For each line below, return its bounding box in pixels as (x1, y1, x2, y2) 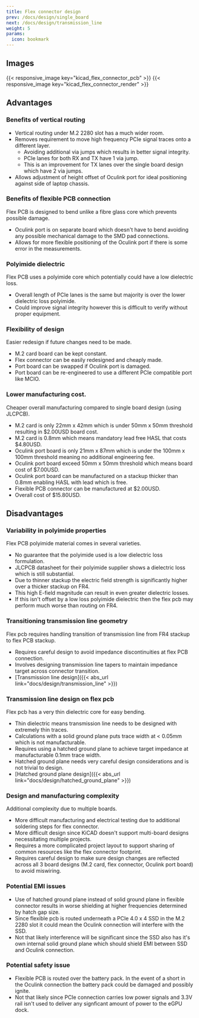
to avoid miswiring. (14, 867, 61, 875)
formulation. (14, 558, 45, 565)
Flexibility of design (6, 325, 64, 333)
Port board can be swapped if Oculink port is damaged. (14, 363, 151, 370)
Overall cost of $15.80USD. (14, 491, 81, 498)
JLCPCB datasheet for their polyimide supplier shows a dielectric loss (14, 564, 186, 572)
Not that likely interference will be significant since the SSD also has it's (14, 933, 191, 941)
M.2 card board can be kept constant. (14, 350, 108, 357)
